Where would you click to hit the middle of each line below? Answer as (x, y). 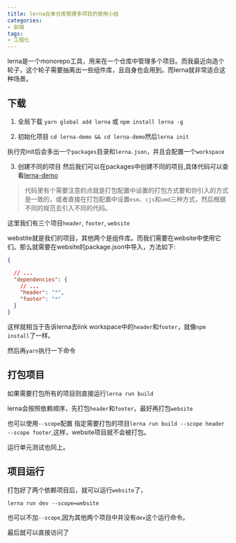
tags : (15, 34)
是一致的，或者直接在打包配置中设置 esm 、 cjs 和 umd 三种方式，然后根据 (125, 199)
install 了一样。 (31, 335)
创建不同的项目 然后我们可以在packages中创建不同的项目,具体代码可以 (120, 166)
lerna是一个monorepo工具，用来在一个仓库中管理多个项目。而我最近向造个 (116, 61)
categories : (25, 20)
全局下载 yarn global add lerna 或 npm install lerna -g (100, 121)
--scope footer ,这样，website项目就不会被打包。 (79, 432)
